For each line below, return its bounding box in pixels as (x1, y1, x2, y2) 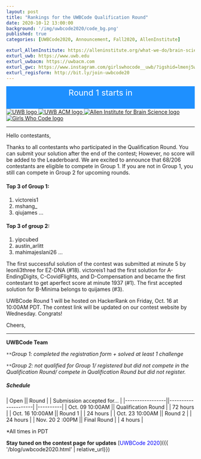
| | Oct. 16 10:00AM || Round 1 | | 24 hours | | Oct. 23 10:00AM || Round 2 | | (6, 409, 192, 417)
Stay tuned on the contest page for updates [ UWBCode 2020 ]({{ (6, 439, 169, 446)
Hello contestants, (6, 132, 51, 139)
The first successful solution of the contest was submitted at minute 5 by (6, 260, 187, 267)
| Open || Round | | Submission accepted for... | (6, 397, 123, 404)
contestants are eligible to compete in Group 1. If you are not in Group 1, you (6, 163, 193, 170)
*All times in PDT (6, 427, 48, 434)
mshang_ (14, 202, 38, 209)
